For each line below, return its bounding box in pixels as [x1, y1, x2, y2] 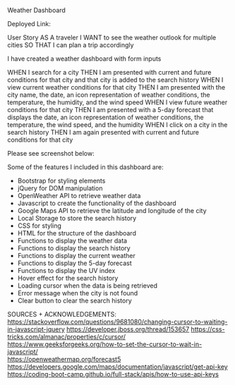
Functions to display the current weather [17, 252, 136, 259]
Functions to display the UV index [17, 267, 116, 274]
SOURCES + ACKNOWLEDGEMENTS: [7, 310, 116, 318]
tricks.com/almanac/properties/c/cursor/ [7, 333, 126, 341]
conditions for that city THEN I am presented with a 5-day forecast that [7, 106, 214, 114]
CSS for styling [17, 221, 62, 230]
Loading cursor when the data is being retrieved [17, 281, 157, 290]
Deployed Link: [7, 20, 51, 28]
